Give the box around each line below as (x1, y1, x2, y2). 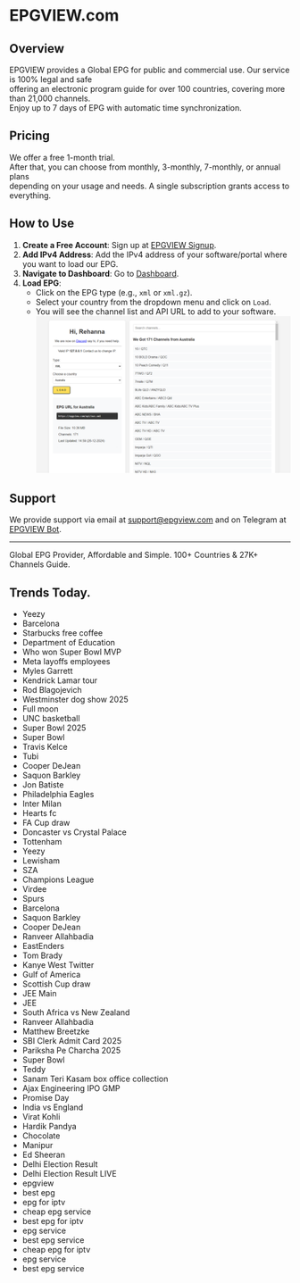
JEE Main (21, 987, 57, 998)
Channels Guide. (9, 559, 71, 570)
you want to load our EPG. (21, 258, 119, 269)
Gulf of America (21, 969, 81, 979)
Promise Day (21, 1092, 70, 1103)
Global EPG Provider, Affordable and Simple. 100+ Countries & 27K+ (9, 550, 259, 561)
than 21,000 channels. (9, 93, 91, 104)
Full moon (21, 703, 59, 714)
